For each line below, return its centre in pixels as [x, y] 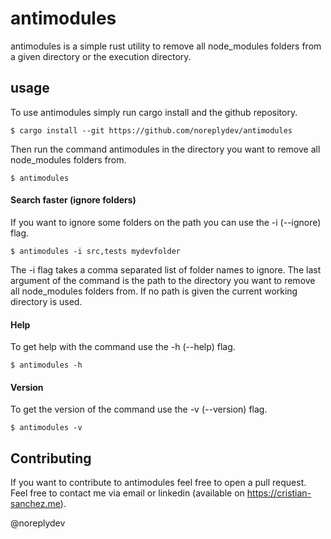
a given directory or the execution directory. [101, 56]
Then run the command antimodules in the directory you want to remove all [165, 149]
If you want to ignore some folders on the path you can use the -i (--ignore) [166, 222]
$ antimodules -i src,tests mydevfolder [96, 251]
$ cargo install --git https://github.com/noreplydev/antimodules [151, 130]
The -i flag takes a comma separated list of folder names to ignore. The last [166, 269]
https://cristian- [279, 493]
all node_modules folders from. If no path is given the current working [154, 291]
